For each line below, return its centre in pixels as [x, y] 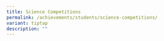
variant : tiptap [27, 23]
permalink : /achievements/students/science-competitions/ [82, 17]
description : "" [27, 29]
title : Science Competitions [44, 12]
